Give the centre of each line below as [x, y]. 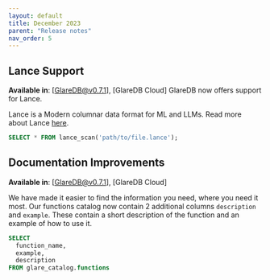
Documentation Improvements [87, 163]
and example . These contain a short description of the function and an [124, 215]
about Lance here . [39, 123]
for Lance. [25, 99]
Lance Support [46, 70]
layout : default [35, 16]
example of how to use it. [50, 223]
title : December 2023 [45, 23]
